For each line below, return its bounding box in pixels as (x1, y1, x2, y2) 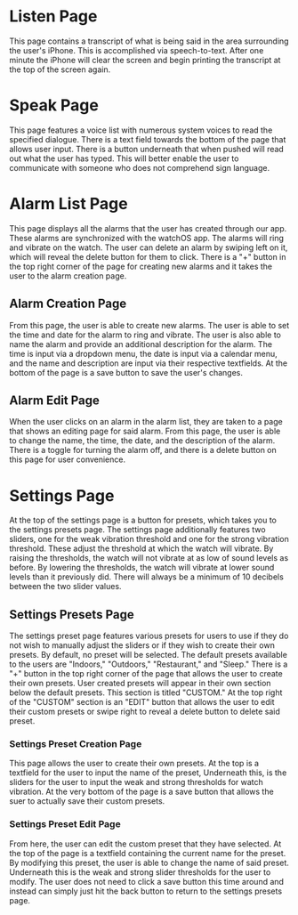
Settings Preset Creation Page (9, 738, 142, 750)
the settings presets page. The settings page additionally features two (9, 524, 266, 535)
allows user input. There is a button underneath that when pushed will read (9, 143, 285, 154)
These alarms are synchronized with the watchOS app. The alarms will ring (9, 232, 285, 243)
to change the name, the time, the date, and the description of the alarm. (9, 435, 276, 446)
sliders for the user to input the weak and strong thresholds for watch (9, 777, 264, 788)
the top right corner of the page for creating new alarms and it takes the (9, 261, 273, 271)
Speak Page (9, 95, 100, 116)
